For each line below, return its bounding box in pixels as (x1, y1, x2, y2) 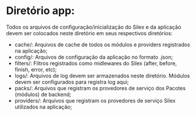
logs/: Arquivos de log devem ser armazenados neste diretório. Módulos (14, 72, 190, 79)
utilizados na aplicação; (14, 103, 72, 110)
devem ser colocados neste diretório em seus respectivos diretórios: (6, 29, 172, 36)
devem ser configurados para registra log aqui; (14, 78, 129, 86)
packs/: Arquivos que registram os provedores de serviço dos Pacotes (14, 84, 186, 91)
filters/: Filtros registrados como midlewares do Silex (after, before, (14, 60, 177, 67)
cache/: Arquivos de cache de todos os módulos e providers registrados (14, 41, 190, 48)
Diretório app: (6, 4, 75, 18)
